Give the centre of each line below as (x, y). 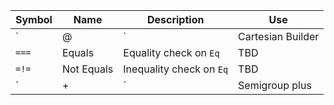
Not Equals (87, 69)
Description (175, 19)
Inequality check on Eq (176, 69)
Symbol (34, 19)
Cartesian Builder (279, 36)
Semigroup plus (275, 85)
